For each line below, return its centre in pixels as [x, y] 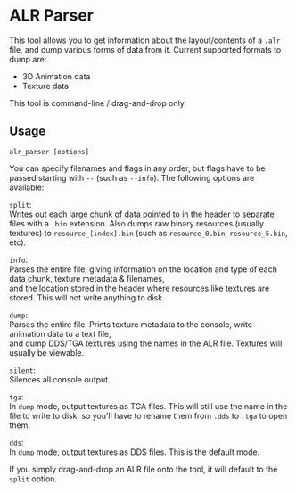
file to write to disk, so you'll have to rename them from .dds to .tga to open [148, 415]
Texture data [45, 86]
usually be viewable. [47, 352]
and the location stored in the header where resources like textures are [140, 288]
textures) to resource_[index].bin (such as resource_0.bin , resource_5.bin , [148, 233]
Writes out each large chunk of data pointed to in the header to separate [142, 214]
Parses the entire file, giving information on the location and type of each [144, 269]
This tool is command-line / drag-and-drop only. [98, 103]
